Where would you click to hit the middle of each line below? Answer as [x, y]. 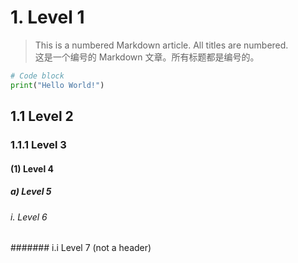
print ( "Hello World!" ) [57, 85]
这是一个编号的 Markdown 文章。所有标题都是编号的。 [147, 57]
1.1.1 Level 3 [38, 144]
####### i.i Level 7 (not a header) [81, 248]
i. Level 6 [29, 217]
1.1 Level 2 [42, 116]
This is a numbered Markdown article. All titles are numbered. [161, 45]
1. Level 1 [47, 17]
